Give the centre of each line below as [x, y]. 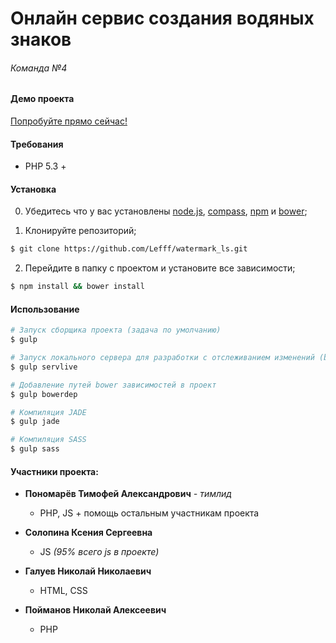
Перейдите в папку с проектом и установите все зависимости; [160, 268]
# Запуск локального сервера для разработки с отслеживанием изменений [162, 358]
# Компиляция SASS [48, 440]
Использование [45, 309]
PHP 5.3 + [45, 166]
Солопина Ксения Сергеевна [88, 533]
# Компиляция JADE [48, 412]
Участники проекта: [54, 471]
